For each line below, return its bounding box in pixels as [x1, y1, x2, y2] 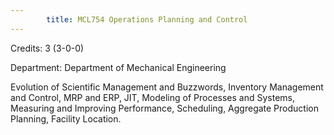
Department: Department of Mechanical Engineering [10, 61, 227, 73]
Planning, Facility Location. [10, 112, 122, 125]
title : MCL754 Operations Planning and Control [46, 14, 248, 25]
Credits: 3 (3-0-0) [10, 42, 85, 54]
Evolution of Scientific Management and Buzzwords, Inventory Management [10, 81, 324, 93]
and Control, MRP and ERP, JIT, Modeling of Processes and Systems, [10, 91, 295, 103]
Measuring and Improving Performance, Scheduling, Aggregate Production [10, 102, 319, 114]
